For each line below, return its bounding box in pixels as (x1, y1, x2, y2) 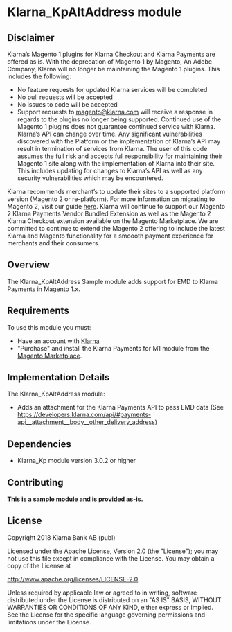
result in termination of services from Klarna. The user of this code (17, 145, 208, 152)
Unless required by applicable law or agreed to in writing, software (7, 588, 197, 597)
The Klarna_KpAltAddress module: (7, 389, 105, 398)
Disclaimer (7, 32, 55, 44)
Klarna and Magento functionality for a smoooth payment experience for (7, 231, 214, 240)
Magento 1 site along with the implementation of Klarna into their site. (17, 159, 215, 167)
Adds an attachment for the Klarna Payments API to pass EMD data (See (17, 403, 224, 412)
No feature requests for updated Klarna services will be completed (17, 86, 208, 94)
